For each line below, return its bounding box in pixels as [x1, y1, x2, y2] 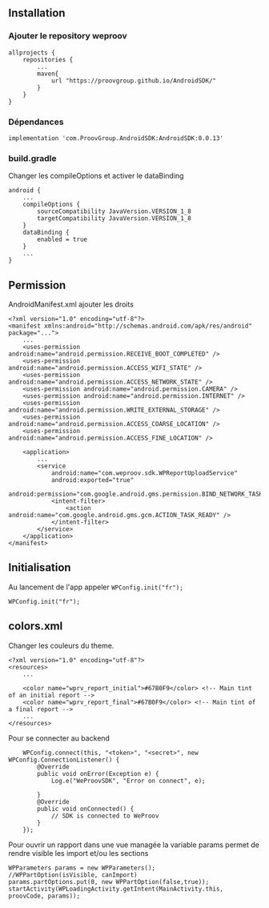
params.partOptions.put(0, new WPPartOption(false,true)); [8, 878, 210, 886]
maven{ [37, 70, 59, 78]
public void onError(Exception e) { [37, 769, 159, 777]
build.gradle [8, 152, 57, 163]
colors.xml [8, 620, 63, 633]
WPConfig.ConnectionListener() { [8, 756, 120, 764]
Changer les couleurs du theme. [8, 641, 114, 650]
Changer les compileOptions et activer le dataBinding [8, 171, 184, 181]
